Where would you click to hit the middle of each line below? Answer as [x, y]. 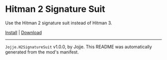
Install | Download [24, 32]
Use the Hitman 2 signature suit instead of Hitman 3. [59, 23]
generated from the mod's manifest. [42, 52]
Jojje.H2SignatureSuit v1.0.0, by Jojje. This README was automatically [79, 47]
